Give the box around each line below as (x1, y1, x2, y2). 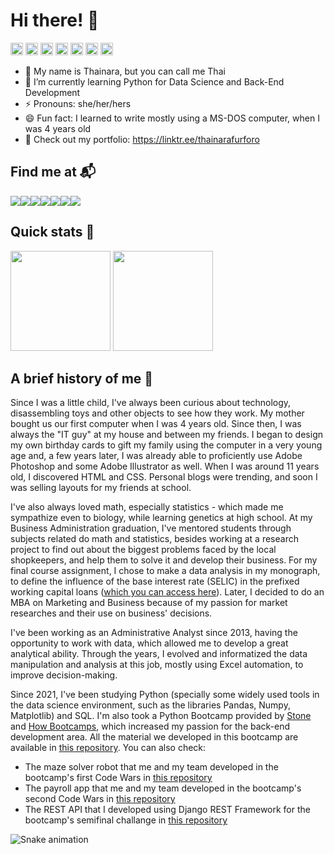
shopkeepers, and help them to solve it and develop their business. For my (10, 554, 318, 566)
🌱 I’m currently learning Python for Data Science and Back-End (24, 75, 285, 88)
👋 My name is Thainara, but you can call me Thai (24, 65, 226, 77)
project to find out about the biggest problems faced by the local (10, 544, 277, 556)
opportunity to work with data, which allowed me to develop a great (10, 637, 289, 649)
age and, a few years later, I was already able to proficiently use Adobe (10, 450, 303, 462)
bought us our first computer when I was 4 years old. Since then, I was (10, 418, 302, 430)
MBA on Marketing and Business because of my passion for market (10, 597, 288, 609)
